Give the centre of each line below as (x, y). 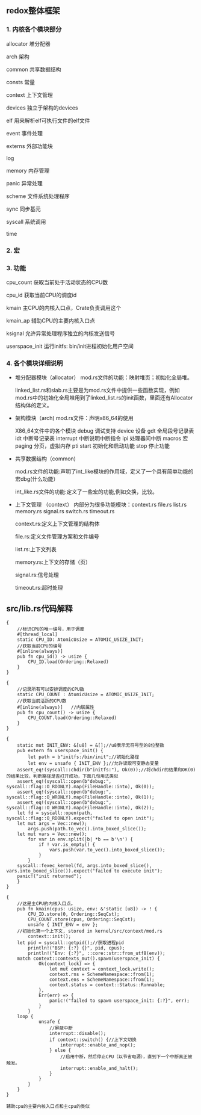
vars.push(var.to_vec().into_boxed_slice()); (107, 850)
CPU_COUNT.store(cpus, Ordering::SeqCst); (82, 919)
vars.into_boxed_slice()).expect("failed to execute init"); (85, 871)
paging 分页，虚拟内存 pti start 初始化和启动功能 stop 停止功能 (92, 446)
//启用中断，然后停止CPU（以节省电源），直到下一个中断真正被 (126, 1057)
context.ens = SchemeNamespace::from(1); (102, 980)
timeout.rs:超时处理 (39, 588)
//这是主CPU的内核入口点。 (46, 904)
